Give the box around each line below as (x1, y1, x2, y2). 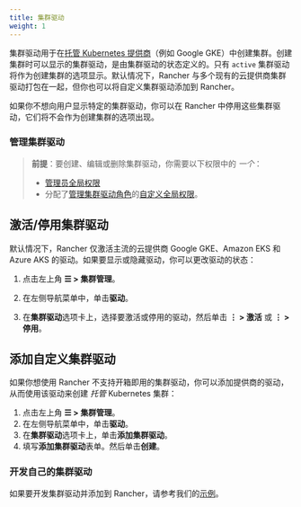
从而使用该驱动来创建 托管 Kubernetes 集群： (9, 388, 177, 399)
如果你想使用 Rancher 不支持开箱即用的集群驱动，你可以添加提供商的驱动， (9, 377, 289, 387)
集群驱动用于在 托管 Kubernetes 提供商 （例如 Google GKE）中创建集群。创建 (9, 47, 293, 58)
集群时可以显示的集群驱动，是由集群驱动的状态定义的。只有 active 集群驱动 (9, 58, 290, 69)
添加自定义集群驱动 (9, 351, 116, 367)
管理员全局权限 (44, 177, 101, 188)
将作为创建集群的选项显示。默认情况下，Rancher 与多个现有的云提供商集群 (9, 69, 287, 81)
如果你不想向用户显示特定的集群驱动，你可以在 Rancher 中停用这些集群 (9, 100, 273, 111)
